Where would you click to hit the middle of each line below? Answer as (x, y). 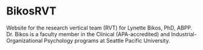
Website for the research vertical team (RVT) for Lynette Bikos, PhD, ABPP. (99, 28)
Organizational (25, 40)
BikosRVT (32, 11)
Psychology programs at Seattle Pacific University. (107, 40)
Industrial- (184, 34)
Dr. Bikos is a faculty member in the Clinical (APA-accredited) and (88, 34)
